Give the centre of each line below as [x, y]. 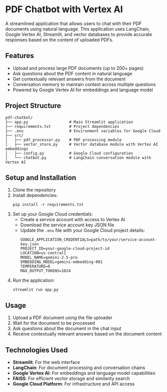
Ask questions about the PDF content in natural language [72, 73]
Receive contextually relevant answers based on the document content [87, 334]
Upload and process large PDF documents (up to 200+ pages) [78, 68]
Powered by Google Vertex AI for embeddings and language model [83, 90]
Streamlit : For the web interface [46, 362]
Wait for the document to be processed [54, 323]
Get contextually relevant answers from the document [69, 79]
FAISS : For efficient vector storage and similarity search [71, 378]
